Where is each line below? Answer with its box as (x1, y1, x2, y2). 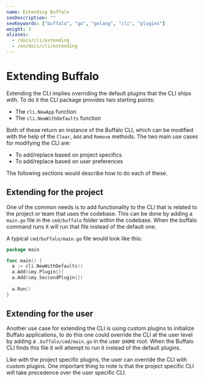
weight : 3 (6, 26, 32, 32)
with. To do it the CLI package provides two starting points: (6, 96, 155, 103)
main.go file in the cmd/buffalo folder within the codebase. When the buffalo (6, 216, 197, 224)
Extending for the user (6, 309, 93, 319)
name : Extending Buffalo (6, 9, 70, 15)
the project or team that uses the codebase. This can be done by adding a (6, 210, 193, 217)
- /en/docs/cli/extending (12, 43, 78, 50)
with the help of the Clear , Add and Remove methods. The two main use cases (6, 133, 199, 140)
